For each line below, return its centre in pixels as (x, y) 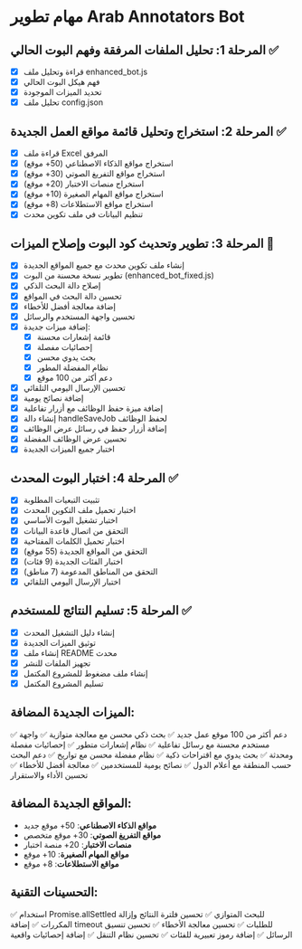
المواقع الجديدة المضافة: (71, 804)
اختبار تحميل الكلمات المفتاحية (74, 541)
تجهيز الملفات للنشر (57, 663)
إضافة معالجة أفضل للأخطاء (70, 306)
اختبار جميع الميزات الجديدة (69, 449)
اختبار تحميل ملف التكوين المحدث (80, 510)
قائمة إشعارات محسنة (74, 337)
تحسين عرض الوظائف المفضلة (75, 439)
